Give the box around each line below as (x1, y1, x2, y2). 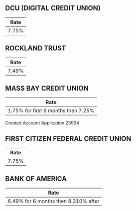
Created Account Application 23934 (5, 120, 80, 126)
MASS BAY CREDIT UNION (5, 84, 89, 93)
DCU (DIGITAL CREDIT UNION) (5, 4, 101, 12)
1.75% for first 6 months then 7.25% (7, 107, 95, 114)
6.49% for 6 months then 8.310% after (7, 198, 100, 205)
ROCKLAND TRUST (5, 44, 66, 53)
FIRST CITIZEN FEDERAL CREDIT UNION (5, 134, 132, 143)
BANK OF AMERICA (5, 174, 67, 183)
